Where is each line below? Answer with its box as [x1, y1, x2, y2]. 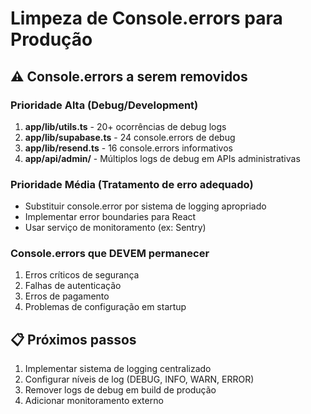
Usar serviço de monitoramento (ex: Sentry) [24, 222, 207, 234]
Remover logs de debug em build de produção [24, 384, 217, 396]
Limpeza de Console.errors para [10, 7, 283, 30]
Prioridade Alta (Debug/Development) [10, 98, 199, 112]
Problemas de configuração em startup [24, 301, 187, 313]
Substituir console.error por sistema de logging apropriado [24, 200, 267, 212]
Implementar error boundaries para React [24, 211, 197, 223]
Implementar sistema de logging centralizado [24, 363, 212, 375]
